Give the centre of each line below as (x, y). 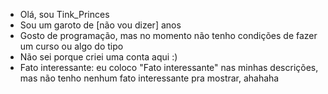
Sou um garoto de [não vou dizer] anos (100, 25)
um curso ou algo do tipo (71, 46)
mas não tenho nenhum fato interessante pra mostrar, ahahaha (149, 78)
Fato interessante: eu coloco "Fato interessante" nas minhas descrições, (169, 67)
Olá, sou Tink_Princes (64, 14)
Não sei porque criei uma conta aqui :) (98, 57)
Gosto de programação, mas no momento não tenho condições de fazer (168, 35)
